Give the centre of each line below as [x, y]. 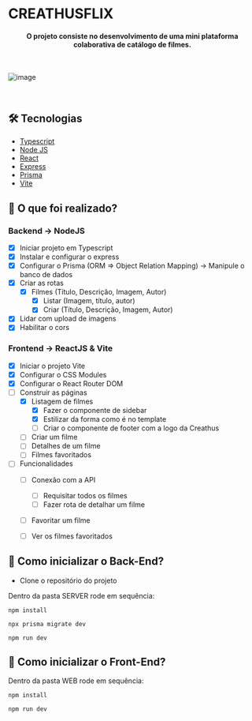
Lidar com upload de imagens [68, 319]
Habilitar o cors [44, 328]
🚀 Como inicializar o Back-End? [86, 561]
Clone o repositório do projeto [68, 580]
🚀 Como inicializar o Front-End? [87, 662]
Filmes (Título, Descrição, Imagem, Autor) [99, 292]
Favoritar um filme [61, 520]
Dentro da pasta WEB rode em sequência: [76, 681]
